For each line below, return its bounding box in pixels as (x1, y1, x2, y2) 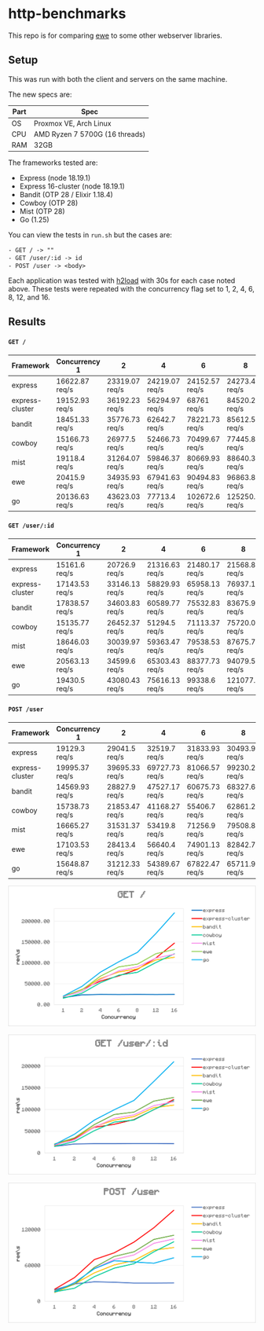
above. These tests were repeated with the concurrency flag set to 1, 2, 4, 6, (8, 284, 255, 293)
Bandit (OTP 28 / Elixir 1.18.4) (19, 189, 114, 199)
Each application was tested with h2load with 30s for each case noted (8, 276, 236, 285)
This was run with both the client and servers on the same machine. (8, 74, 228, 83)
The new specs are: (8, 90, 72, 99)
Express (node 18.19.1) (19, 173, 91, 182)
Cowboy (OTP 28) (19, 198, 79, 207)
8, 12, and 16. (8, 292, 51, 302)
